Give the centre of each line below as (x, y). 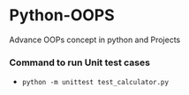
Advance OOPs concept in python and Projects (95, 40)
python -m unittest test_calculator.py (95, 83)
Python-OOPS (62, 15)
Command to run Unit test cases (79, 62)
